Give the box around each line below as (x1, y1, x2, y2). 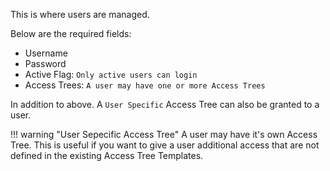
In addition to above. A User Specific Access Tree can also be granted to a (10, 99, 320, 110)
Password (24, 58, 67, 69)
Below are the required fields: (10, 28, 132, 39)
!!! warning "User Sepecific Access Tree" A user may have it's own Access (10, 129, 318, 140)
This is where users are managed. (10, 9, 150, 20)
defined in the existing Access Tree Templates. (10, 150, 204, 161)
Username (24, 47, 68, 59)
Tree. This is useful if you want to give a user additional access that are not (10, 139, 320, 151)
